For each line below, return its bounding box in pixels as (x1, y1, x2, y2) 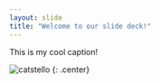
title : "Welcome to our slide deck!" (9, 22, 152, 31)
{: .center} (52, 64, 90, 75)
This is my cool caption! (9, 46, 98, 57)
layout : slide (9, 13, 63, 23)
